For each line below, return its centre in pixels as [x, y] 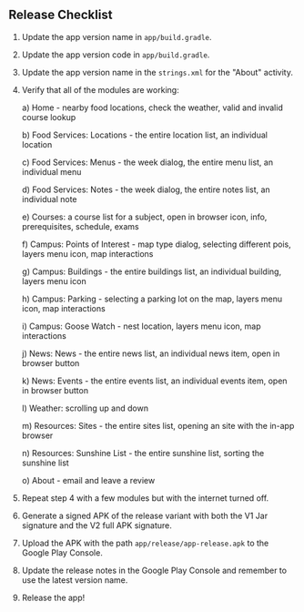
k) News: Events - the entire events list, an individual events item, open [154, 381]
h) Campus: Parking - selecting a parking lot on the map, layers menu [152, 299]
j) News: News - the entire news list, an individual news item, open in [151, 353]
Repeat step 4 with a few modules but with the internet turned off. [145, 498]
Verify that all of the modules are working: [100, 89]
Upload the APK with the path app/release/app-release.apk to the [145, 543]
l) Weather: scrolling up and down [85, 408]
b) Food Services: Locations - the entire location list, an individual [144, 135]
